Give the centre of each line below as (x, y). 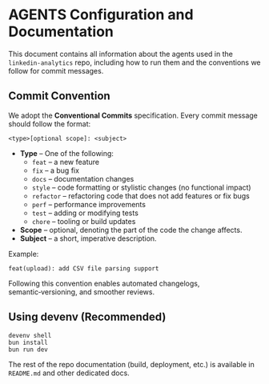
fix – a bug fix (56, 170)
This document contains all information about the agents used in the (121, 54)
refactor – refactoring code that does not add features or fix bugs (141, 196)
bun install (28, 342)
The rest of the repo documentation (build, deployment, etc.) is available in (131, 364)
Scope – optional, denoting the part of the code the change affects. (131, 230)
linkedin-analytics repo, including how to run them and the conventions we (135, 62)
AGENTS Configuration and (101, 15)
